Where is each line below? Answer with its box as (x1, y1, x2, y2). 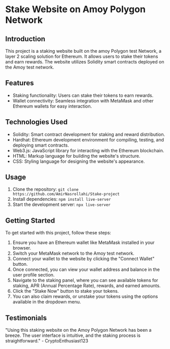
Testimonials (5, 313, 47, 322)
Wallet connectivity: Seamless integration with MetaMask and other (12, 97, 154, 103)
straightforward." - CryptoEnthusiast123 (5, 338, 89, 344)
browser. (12, 245, 31, 251)
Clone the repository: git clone (12, 186, 79, 192)
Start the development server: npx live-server (12, 201, 111, 207)
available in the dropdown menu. (12, 299, 81, 305)
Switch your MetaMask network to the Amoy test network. (12, 250, 134, 257)
